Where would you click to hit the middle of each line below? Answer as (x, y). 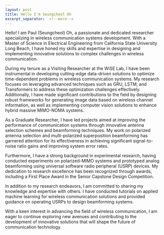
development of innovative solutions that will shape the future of (70, 222)
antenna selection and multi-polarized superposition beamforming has (77, 135)
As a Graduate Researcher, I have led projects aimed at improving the (75, 120)
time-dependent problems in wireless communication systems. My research (82, 79)
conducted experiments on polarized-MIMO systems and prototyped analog (82, 161)
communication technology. (33, 227)
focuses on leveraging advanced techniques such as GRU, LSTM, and (76, 84)
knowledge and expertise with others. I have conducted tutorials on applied (82, 191)
